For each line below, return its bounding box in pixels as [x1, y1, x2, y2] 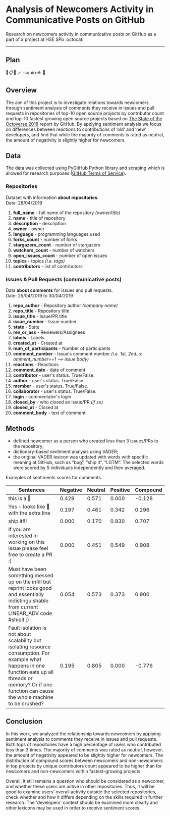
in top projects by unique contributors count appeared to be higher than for [6, 762, 162, 769]
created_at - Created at [13, 340, 63, 346]
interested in [8, 532, 38, 539]
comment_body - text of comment [13, 410, 86, 416]
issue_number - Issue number [13, 318, 77, 324]
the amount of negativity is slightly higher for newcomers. [6, 137, 126, 143]
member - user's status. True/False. [13, 383, 89, 389]
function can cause [8, 687, 54, 694]
